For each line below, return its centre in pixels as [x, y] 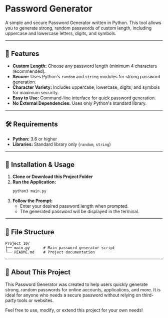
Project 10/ [17, 244]
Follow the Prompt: [32, 201]
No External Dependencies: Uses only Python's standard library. [79, 103]
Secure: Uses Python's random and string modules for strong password [86, 76]
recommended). [29, 71]
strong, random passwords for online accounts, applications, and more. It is [83, 289]
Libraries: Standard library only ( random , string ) [61, 144]
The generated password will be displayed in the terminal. [79, 212]
